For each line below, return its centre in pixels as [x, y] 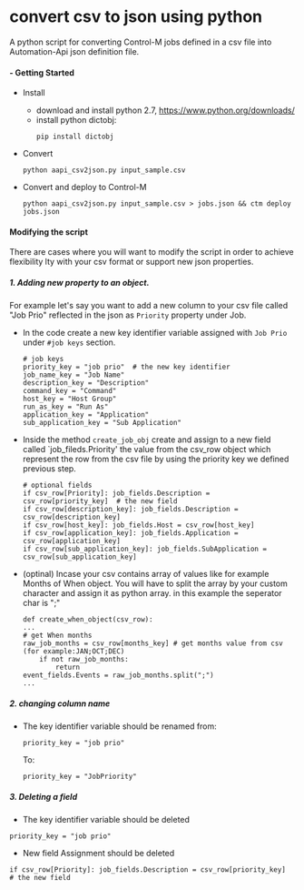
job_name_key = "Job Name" [74, 375]
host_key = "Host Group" [69, 399]
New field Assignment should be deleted [98, 854]
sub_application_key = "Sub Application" [102, 423]
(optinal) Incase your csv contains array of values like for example [146, 574]
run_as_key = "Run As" [65, 407]
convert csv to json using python [136, 17]
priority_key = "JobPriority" [80, 777]
